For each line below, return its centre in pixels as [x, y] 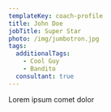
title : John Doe [36, 24]
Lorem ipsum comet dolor [51, 99]
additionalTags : [43, 54]
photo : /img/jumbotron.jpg [54, 39]
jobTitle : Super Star [45, 31]
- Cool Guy [41, 62]
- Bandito [40, 69]
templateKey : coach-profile [56, 16]
